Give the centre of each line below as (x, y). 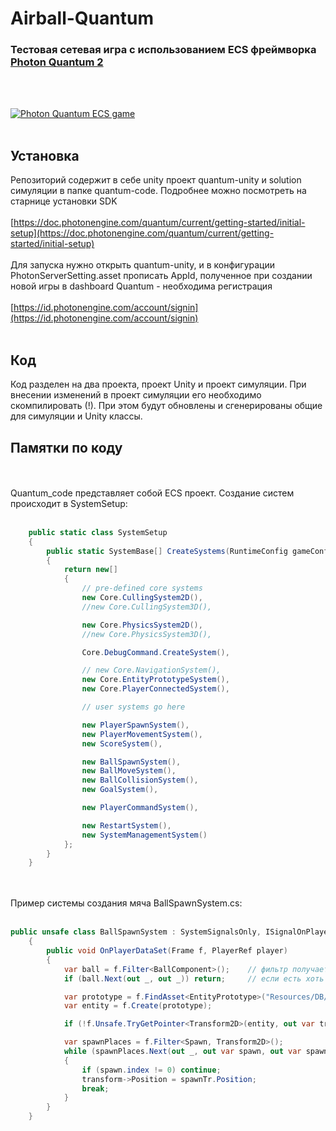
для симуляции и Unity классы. (76, 416)
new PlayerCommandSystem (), (140, 808)
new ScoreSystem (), (122, 743)
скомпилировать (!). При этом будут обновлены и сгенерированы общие (166, 406)
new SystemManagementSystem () (144, 835)
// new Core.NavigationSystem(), (151, 670)
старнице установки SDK (64, 201)
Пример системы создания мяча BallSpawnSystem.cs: (126, 903)
